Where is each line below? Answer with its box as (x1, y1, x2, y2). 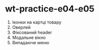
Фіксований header (12, 29, 52, 35)
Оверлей (12, 24, 31, 30)
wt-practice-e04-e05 (5, 3, 95, 14)
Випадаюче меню (12, 39, 50, 45)
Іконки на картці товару (12, 19, 62, 25)
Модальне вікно (12, 35, 46, 40)
